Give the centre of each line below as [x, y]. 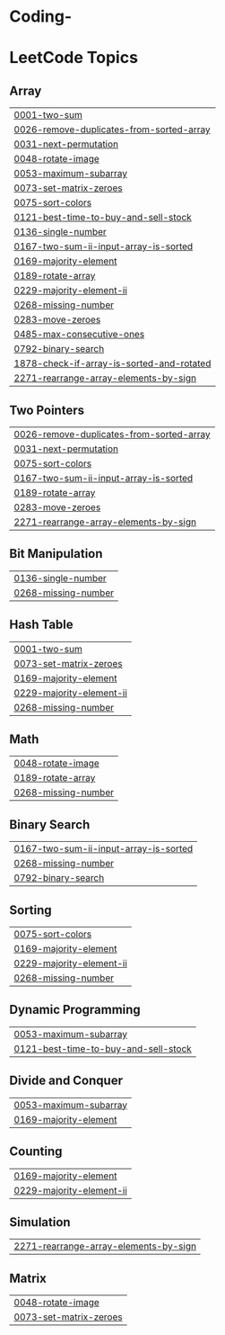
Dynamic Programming [75, 1010]
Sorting [30, 910]
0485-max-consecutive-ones [79, 335]
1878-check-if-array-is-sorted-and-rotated [112, 363]
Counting [36, 1152]
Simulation [40, 1222]
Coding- [41, 17]
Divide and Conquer [66, 1081]
